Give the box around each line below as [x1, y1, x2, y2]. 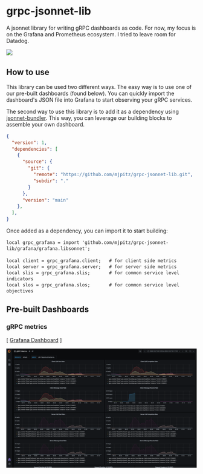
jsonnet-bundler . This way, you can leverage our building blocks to [6, 114, 172, 122]
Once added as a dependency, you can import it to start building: [6, 227, 168, 234]
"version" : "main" [22, 197, 69, 203]
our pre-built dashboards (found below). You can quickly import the [6, 90, 175, 97]
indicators [6, 276, 34, 282]
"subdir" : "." [33, 177, 69, 184]
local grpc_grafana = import [6, 240, 80, 246]
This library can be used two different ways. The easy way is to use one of [6, 83, 192, 90]
